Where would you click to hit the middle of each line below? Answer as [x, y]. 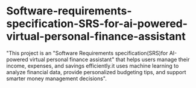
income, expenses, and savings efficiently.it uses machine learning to [93, 66]
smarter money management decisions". [57, 78]
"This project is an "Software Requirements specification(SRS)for [87, 53]
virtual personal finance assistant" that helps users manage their [109, 59]
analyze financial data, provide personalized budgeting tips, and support [96, 72]
